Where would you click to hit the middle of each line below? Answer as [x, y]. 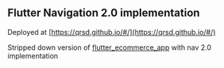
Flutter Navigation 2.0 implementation [104, 13]
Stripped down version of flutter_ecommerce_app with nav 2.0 [110, 47]
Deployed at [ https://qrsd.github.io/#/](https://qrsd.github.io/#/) [112, 32]
